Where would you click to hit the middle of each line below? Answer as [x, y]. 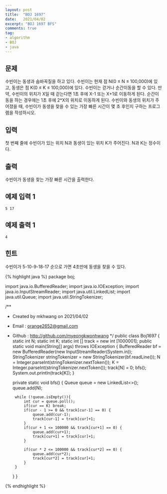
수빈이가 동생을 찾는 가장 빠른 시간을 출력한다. [50, 179]
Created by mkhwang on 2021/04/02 [50, 316]
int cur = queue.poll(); [50, 401]
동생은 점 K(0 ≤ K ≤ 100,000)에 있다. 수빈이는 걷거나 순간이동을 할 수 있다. [84, 87]
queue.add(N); [27, 387]
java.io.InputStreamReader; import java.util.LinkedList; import [68, 291]
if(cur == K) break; [45, 405]
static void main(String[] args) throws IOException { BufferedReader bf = [87, 346]
